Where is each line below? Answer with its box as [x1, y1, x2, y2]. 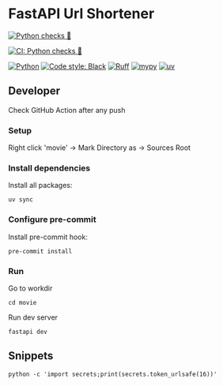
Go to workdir [8, 283, 53, 293]
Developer [8, 84, 61, 98]
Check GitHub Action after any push [8, 105, 126, 114]
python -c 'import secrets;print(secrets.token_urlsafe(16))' [8, 370, 217, 378]
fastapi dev [8, 328, 47, 335]
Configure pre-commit [8, 214, 96, 225]
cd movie [8, 298, 37, 306]
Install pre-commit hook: [8, 232, 89, 242]
